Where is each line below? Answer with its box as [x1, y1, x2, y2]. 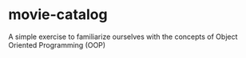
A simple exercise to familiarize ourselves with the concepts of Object [8, 32, 238, 41]
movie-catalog [8, 6, 108, 24]
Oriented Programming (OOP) [8, 40, 106, 49]
